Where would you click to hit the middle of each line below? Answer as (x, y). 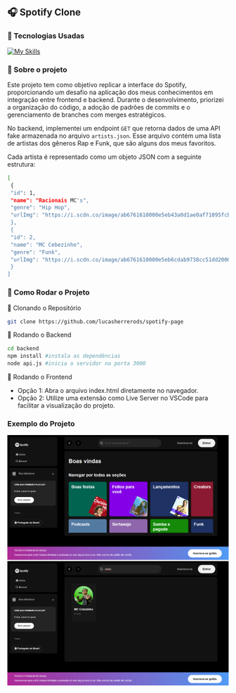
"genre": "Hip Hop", (40, 208)
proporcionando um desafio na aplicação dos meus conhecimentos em (110, 92)
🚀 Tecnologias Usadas (46, 36)
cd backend (23, 349)
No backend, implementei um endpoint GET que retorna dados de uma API (114, 128)
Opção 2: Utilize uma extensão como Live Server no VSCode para (113, 398)
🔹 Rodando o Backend (39, 335)
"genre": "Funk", (35, 252)
